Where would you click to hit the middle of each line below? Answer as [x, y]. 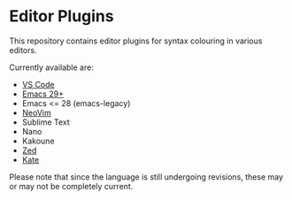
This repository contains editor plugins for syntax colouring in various [136, 41]
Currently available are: [52, 67]
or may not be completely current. [71, 186]
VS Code [38, 84]
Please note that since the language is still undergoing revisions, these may [146, 177]
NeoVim [36, 112]
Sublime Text [46, 122]
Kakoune [38, 141]
